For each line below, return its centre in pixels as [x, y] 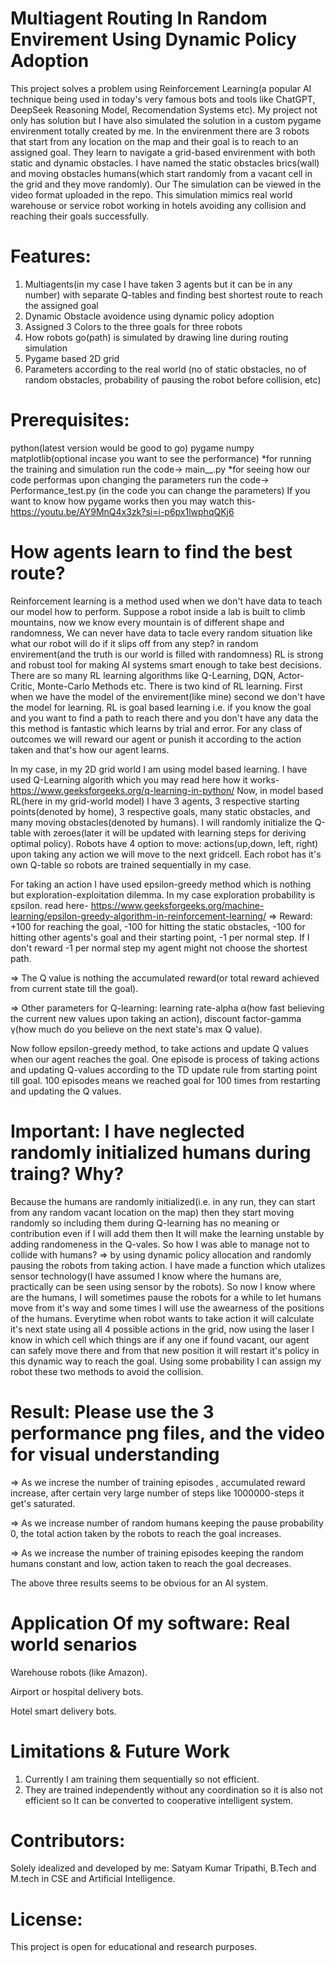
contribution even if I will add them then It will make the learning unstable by [167, 1233]
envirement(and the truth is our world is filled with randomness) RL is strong [167, 654]
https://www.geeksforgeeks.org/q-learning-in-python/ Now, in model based [167, 790]
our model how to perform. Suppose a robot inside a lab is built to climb [158, 611]
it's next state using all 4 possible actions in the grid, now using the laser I [162, 1329]
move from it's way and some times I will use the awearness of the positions [167, 1308]
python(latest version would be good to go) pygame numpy [132, 448]
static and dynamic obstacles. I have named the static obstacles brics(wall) [165, 163]
